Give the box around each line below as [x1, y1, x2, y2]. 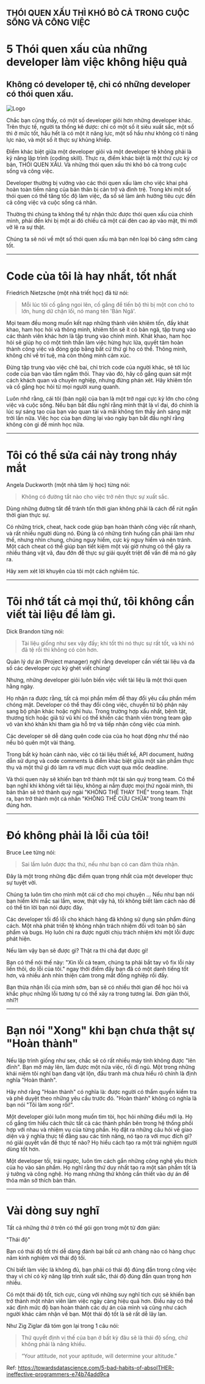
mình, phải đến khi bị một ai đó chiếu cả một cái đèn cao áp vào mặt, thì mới [6, 217, 198, 225]
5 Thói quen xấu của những [6, 42, 148, 56]
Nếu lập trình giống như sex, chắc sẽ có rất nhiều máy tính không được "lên [6, 1057, 196, 1065]
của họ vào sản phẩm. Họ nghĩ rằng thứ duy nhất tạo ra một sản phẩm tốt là [6, 1164, 196, 1171]
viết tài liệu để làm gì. [6, 608, 116, 622]
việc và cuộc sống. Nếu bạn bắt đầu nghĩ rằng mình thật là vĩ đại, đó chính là [6, 401, 199, 409]
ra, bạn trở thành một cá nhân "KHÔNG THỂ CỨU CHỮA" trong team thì [6, 795, 186, 803]
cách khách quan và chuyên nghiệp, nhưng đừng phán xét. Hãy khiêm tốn [6, 377, 192, 384]
